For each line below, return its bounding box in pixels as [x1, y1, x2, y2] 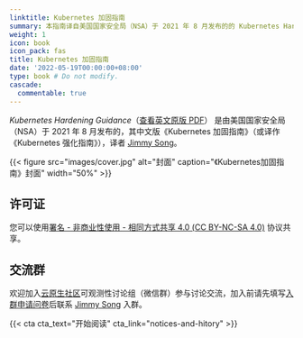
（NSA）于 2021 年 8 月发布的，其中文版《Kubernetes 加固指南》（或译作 [9, 125, 281, 136]
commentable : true [17, 88, 87, 97]
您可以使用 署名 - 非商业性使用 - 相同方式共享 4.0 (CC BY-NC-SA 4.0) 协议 [9, 222, 283, 233]
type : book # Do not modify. [9, 72, 119, 81]
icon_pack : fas [9, 47, 67, 56]
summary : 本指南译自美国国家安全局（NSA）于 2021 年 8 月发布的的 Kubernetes [9, 22, 280, 31]
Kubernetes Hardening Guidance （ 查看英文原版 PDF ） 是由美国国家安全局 [9, 114, 286, 125]
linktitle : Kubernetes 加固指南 [9, 13, 126, 23]
